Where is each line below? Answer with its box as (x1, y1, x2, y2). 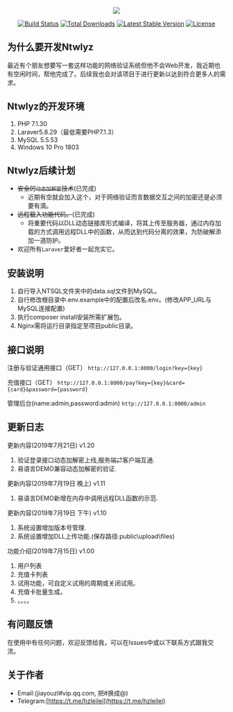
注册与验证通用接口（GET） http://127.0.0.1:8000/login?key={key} (7, 364, 203, 372)
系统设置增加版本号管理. (17, 523, 87, 532)
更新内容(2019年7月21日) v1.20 (7, 441, 95, 449)
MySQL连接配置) (17, 304, 66, 313)
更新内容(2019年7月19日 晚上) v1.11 (7, 479, 105, 487)
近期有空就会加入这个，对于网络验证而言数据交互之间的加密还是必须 (27, 193, 223, 201)
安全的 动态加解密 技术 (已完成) (17, 184, 97, 193)
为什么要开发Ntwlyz (7, 42, 94, 53)
